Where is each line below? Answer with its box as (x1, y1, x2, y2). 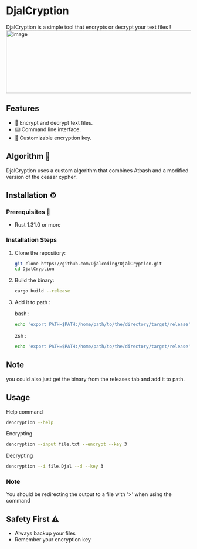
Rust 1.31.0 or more (14, 221, 61, 228)
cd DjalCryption (14, 266, 55, 272)
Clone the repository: (14, 249, 66, 257)
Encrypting (6, 430, 33, 437)
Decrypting (6, 452, 33, 460)
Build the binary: (14, 277, 55, 284)
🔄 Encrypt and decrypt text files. (14, 119, 93, 126)
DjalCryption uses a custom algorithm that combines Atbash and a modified (6, 167, 189, 174)
